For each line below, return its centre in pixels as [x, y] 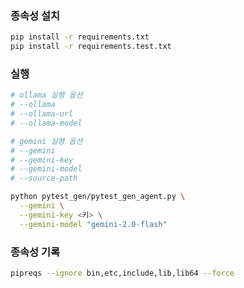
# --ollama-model [46, 123]
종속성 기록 [35, 252]
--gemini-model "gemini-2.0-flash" [93, 224]
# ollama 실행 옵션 [46, 95]
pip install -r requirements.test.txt [91, 47]
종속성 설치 [35, 15]
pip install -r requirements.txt [80, 37]
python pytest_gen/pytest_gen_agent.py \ [98, 197]
